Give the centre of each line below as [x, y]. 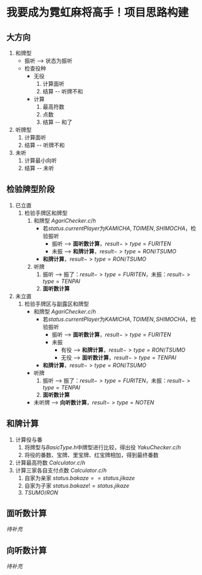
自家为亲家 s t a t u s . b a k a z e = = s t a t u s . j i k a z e [80, 478]
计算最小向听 [40, 160]
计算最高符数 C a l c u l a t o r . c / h [50, 462]
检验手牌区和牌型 [46, 213]
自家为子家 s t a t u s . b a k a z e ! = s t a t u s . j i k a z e [77, 485]
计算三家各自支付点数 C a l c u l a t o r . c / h [61, 470]
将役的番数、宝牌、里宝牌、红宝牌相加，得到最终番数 [92, 455]
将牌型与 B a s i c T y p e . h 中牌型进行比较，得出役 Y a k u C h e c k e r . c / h [103, 447]
